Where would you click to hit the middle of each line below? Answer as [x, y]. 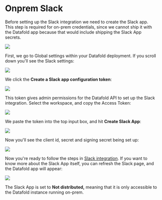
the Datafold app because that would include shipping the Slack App [73, 32]
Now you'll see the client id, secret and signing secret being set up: [72, 140]
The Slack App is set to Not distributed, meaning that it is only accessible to [81, 187]
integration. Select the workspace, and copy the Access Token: [68, 103]
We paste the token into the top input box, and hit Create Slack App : [73, 121]
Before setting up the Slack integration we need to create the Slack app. [77, 22]
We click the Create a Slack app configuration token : [59, 79]
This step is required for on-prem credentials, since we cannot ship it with [79, 27]
